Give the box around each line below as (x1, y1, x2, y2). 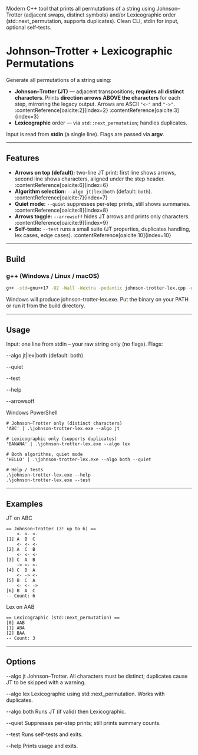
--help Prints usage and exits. (6, 742, 78, 749)
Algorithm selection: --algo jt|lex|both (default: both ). (14, 188, 152, 195)
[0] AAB (6, 619, 25, 626)
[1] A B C (6, 536, 35, 542)
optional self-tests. (6, 24, 52, 31)
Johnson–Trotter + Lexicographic (6, 44, 173, 58)
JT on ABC (6, 514, 32, 521)
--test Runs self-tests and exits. (6, 731, 83, 738)
